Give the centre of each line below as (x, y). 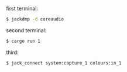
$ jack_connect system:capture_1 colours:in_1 (64, 63)
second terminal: (26, 30)
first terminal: (22, 8)
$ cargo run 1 (23, 41)
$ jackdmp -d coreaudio (35, 19)
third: (12, 52)
